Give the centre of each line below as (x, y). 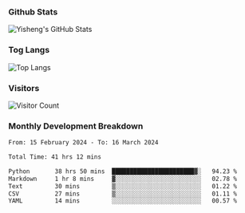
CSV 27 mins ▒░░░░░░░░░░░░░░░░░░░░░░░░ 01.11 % (123, 194)
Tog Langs (29, 50)
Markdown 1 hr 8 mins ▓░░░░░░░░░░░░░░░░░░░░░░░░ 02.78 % (123, 179)
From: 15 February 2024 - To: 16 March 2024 (83, 143)
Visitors (24, 88)
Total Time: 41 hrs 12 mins (55, 157)
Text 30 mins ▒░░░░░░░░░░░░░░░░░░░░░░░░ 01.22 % (123, 186)
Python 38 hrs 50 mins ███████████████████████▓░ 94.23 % (123, 171)
